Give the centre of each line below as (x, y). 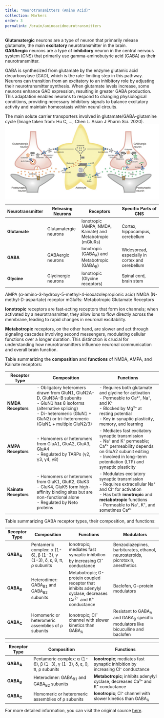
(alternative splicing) (57, 408)
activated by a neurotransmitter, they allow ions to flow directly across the (79, 314)
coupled (92, 578)
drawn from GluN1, (56, 392)
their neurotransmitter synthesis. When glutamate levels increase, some (77, 86)
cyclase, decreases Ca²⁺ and (123, 681)
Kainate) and (94, 231)
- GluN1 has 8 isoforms (60, 403)
